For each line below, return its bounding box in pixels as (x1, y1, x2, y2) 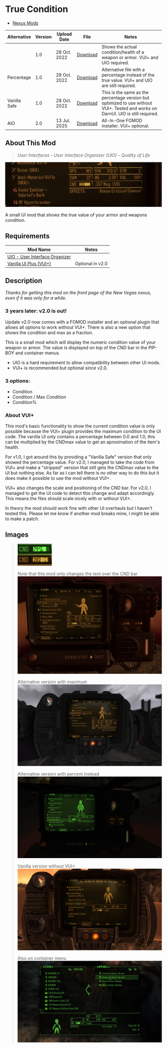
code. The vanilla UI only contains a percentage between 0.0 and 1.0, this (5, 434, 156, 440)
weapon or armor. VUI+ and (101, 54, 159, 60)
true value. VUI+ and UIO (101, 77, 153, 83)
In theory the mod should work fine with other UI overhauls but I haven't (5, 505, 153, 511)
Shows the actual (101, 43, 137, 49)
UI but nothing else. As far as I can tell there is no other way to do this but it (5, 470, 160, 476)
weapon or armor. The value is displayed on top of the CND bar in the (5, 344, 148, 350)
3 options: (5, 377, 31, 384)
